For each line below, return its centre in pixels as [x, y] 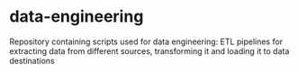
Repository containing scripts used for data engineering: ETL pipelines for [146, 41]
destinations [32, 60]
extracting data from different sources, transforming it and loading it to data [149, 50]
